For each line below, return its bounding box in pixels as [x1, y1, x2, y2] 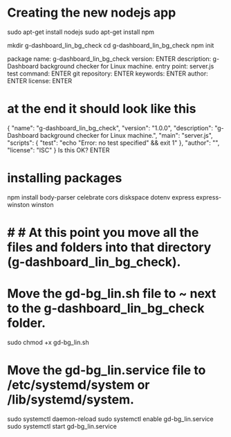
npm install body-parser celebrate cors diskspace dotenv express [7, 193, 195, 202]
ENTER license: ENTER [7, 76, 73, 84]
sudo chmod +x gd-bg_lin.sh [7, 338, 89, 346]
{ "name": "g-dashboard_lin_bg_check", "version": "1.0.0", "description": [7, 123, 213, 132]
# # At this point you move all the [7, 225, 199, 240]
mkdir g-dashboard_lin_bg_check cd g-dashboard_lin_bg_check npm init [7, 41, 214, 49]
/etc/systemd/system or [7, 377, 150, 393]
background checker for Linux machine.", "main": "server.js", [40, 131, 213, 139]
